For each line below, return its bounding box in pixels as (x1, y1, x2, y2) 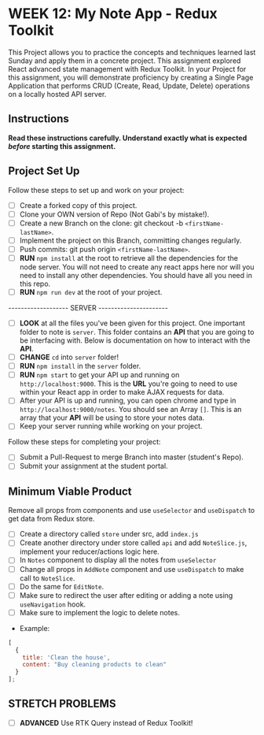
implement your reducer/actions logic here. (19, 547, 159, 556)
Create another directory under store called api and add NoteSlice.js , (19, 538, 247, 548)
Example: (19, 623, 50, 633)
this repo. (19, 279, 51, 288)
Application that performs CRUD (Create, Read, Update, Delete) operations (8, 80, 250, 91)
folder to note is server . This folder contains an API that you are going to (19, 328, 255, 337)
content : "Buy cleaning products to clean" (22, 661, 167, 669)
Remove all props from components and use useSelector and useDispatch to (8, 506, 255, 515)
